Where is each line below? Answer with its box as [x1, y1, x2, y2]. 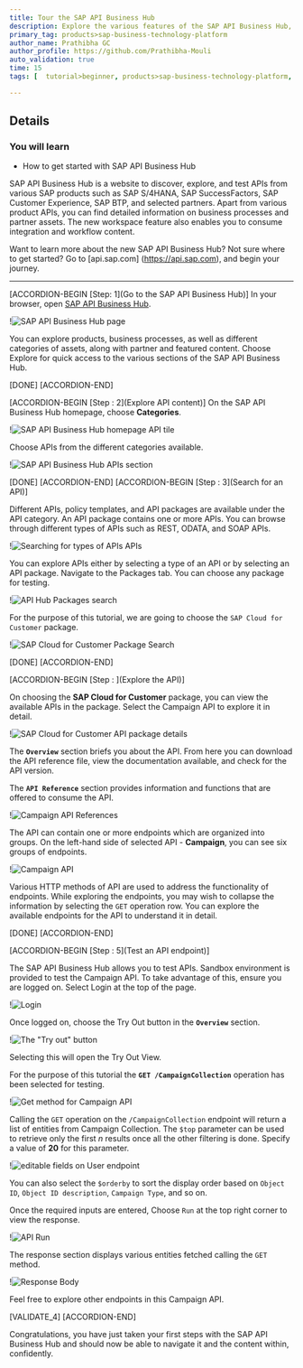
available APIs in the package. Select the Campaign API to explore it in [9, 702, 271, 712]
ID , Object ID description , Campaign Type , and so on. [9, 1187, 207, 1198]
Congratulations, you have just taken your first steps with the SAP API [9, 1329, 268, 1340]
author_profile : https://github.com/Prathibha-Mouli [9, 47, 212, 56]
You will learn [9, 141, 70, 154]
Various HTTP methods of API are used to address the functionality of [9, 881, 269, 892]
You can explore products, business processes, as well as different [9, 333, 259, 344]
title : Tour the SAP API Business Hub [9, 13, 155, 23]
